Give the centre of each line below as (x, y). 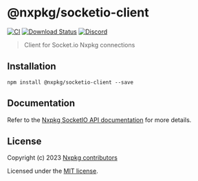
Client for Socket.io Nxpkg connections (79, 45)
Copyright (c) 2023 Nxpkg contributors (63, 158)
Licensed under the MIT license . (53, 171)
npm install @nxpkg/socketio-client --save (70, 82)
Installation (32, 67)
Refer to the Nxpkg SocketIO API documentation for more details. (99, 120)
